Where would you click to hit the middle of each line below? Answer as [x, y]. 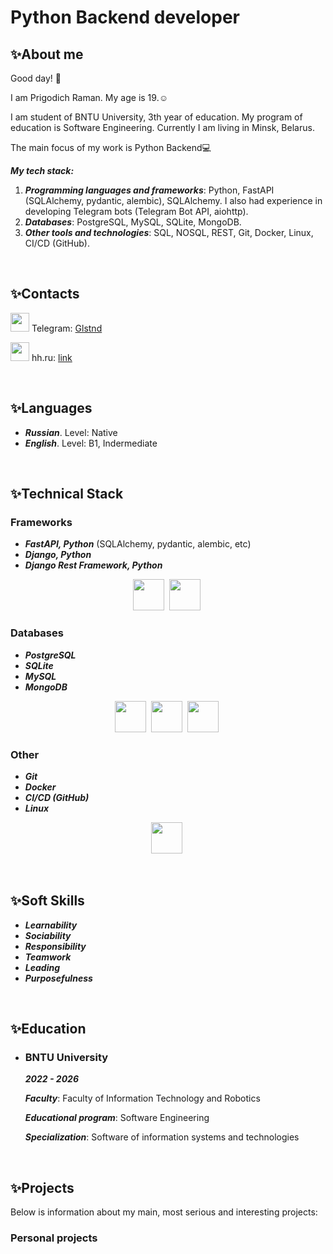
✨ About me [47, 54]
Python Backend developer [125, 17]
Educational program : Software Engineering [117, 1118]
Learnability [51, 925]
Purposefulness [58, 978]
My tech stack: [42, 170]
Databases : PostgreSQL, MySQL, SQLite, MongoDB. [133, 222]
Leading [42, 967]
